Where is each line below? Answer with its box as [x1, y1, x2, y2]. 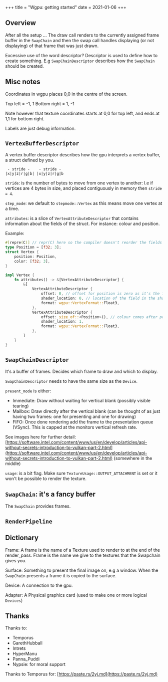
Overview [5, 19, 36, 27]
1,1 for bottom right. [5, 115, 45, 122]
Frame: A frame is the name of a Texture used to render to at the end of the [5, 547, 160, 553]
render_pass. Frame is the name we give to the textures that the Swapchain [5, 552, 161, 558]
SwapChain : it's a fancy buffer [5, 490, 96, 498]
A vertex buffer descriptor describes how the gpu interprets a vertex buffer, [5, 152, 161, 158]
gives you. [5, 557, 26, 563]
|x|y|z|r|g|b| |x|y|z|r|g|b [5, 171, 64, 176]
